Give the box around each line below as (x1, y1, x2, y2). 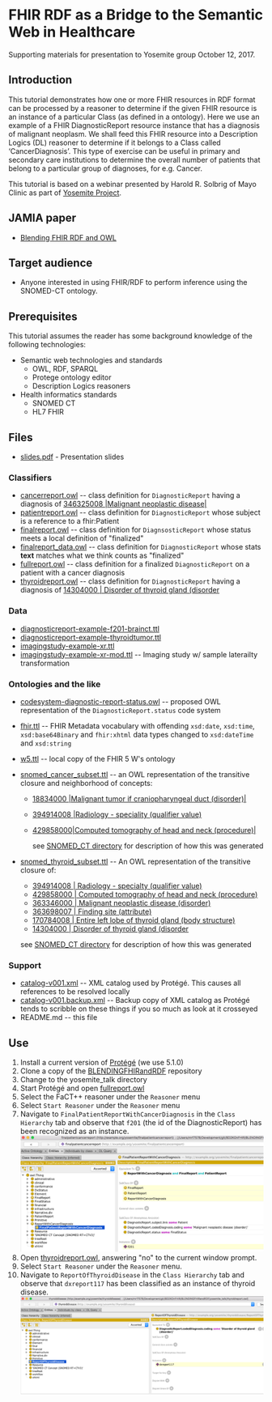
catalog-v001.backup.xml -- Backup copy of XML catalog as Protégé (19, 996, 250, 1005)
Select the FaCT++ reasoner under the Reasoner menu (19, 1092, 201, 1102)
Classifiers (8, 472, 53, 483)
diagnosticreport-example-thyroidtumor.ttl (19, 632, 162, 642)
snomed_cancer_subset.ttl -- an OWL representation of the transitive (19, 769, 250, 779)
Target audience (8, 256, 93, 270)
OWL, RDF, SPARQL (32, 364, 99, 374)
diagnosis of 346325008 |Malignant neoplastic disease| (19, 499, 207, 509)
